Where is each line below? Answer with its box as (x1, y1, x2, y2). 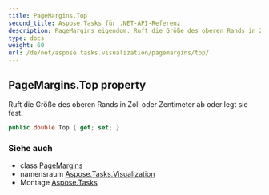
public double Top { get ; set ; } (8, 123, 120, 132)
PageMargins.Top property (8, 78, 147, 92)
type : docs (8, 34, 45, 42)
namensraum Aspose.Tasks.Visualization (19, 169, 155, 178)
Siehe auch (8, 142, 54, 153)
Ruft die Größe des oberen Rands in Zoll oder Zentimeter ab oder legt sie (8, 99, 248, 109)
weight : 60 (8, 42, 45, 50)
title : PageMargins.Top (8, 11, 88, 20)
